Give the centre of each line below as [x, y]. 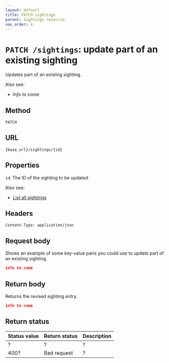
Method [18, 110]
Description [97, 336]
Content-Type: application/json [39, 225]
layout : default [22, 10]
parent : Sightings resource [35, 19]
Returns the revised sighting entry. [41, 296]
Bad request [59, 353]
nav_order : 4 [19, 24]
